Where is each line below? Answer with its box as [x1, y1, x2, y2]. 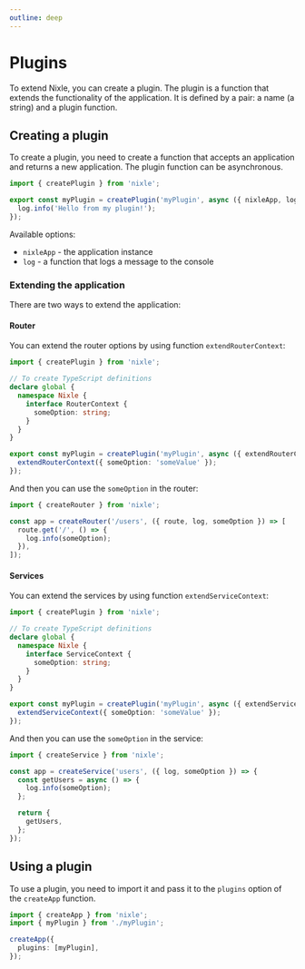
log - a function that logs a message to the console [22, 256, 214, 267]
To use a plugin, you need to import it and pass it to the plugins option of [9, 883, 282, 894]
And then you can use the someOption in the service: [9, 732, 204, 744]
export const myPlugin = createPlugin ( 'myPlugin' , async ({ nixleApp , [9, 196, 282, 205]
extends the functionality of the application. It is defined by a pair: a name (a [9, 92, 295, 103]
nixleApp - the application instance [22, 246, 153, 257]
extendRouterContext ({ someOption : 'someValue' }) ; [17, 458, 218, 467]
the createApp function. [9, 893, 96, 904]
